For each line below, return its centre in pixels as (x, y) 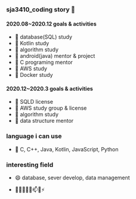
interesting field (30, 164)
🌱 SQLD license (34, 102)
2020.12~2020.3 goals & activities (50, 88)
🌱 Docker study (34, 75)
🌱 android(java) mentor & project (55, 56)
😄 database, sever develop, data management (72, 178)
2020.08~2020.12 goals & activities (51, 24)
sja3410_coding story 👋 (41, 10)
